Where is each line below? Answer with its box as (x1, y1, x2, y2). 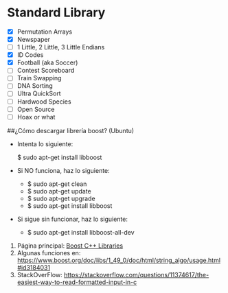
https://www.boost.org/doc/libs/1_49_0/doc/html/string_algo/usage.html (16, 256, 221, 264)
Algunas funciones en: (16, 248, 81, 257)
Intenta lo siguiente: (16, 139, 73, 148)
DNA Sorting (16, 82, 53, 90)
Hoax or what (16, 113, 56, 121)
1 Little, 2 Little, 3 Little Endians (16, 43, 105, 51)
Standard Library (7, 5, 106, 21)
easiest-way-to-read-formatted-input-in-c (16, 278, 137, 286)
